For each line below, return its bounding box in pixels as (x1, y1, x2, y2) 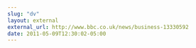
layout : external (7, 17, 59, 24)
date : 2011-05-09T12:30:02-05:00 (7, 30, 107, 37)
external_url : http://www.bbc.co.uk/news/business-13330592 (7, 23, 190, 30)
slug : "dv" (7, 10, 40, 18)
